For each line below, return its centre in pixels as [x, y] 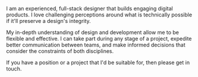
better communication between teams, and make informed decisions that [96, 45]
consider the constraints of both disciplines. [60, 51]
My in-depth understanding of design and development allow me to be [93, 32]
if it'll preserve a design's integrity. [48, 21]
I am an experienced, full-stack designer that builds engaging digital [90, 9]
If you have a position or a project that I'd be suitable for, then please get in [98, 62]
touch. [14, 69]
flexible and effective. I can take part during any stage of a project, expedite [99, 38]
